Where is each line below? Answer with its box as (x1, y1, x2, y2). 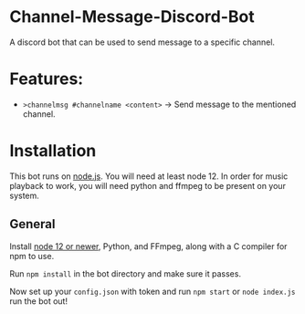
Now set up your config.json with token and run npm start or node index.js (9, 286, 296, 297)
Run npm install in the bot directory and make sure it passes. (9, 267, 242, 279)
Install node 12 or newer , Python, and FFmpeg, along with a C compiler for (9, 240, 288, 252)
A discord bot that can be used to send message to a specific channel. (9, 37, 276, 47)
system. (9, 190, 39, 201)
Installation (9, 141, 97, 162)
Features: (9, 68, 84, 89)
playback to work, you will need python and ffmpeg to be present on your (9, 180, 286, 191)
